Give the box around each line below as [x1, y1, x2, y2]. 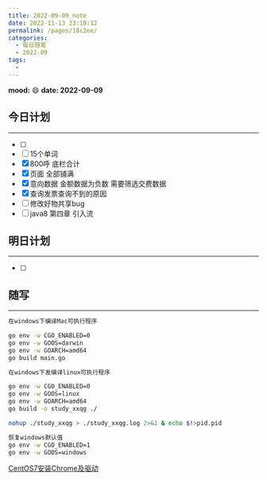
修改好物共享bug [29, 198, 85, 208]
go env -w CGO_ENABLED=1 [8, 441, 91, 449]
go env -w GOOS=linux [8, 390, 80, 398]
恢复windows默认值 [8, 433, 64, 442]
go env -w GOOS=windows [8, 448, 87, 456]
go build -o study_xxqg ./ [8, 405, 98, 413]
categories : [8, 33, 48, 42]
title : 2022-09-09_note [8, 11, 87, 20]
